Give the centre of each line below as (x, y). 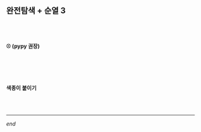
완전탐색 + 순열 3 (36, 11)
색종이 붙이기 (22, 88)
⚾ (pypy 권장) (23, 46)
